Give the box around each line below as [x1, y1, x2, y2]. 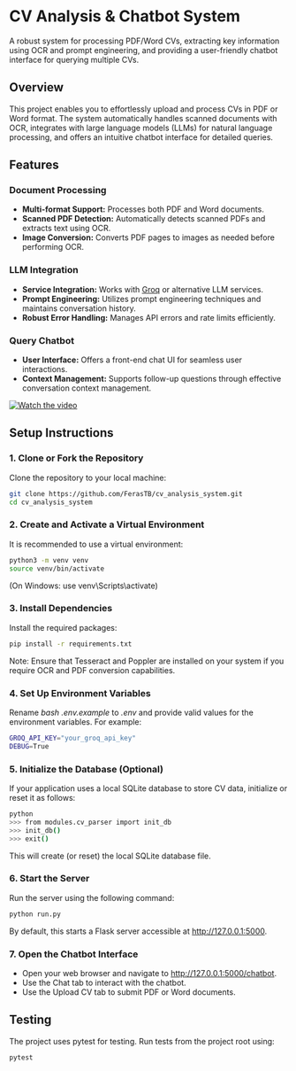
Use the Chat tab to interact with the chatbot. [21, 977, 187, 988]
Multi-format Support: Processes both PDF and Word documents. [21, 204, 265, 214]
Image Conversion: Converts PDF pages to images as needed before [21, 232, 276, 243]
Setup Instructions [9, 425, 114, 440]
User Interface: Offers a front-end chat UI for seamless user [21, 354, 243, 365]
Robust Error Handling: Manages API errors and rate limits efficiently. [21, 312, 277, 322]
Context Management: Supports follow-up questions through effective [21, 374, 282, 384]
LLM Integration [9, 264, 79, 276]
